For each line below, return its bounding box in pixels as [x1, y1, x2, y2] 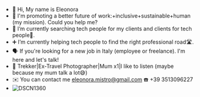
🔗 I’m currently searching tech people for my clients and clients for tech [12, 25, 192, 32]
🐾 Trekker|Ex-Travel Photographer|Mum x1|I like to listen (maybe [12, 62, 174, 70]
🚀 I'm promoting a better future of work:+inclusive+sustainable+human [12, 12, 191, 19]
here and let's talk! [12, 56, 59, 63]
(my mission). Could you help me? [12, 19, 98, 25]
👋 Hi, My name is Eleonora [12, 6, 79, 13]
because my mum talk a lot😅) [12, 69, 88, 76]
